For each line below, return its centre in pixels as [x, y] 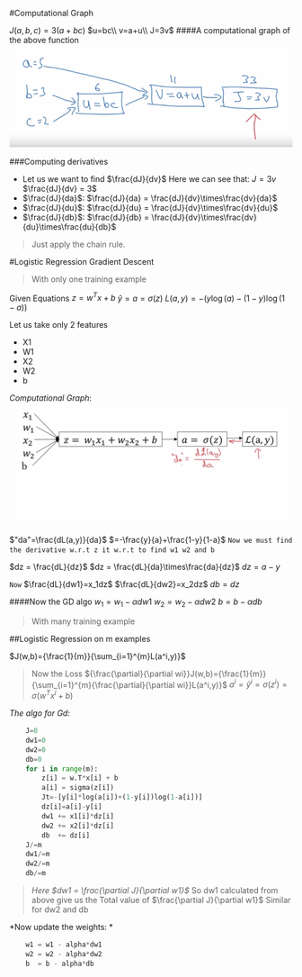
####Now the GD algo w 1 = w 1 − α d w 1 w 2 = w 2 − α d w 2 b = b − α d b [136, 602]
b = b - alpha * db [60, 963]
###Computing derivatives [59, 161]
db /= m [36, 873]
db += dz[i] [66, 835]
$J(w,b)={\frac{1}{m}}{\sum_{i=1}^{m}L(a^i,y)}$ [98, 656]
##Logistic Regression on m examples [80, 638]
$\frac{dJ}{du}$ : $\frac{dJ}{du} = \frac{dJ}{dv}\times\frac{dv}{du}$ [150, 207]
